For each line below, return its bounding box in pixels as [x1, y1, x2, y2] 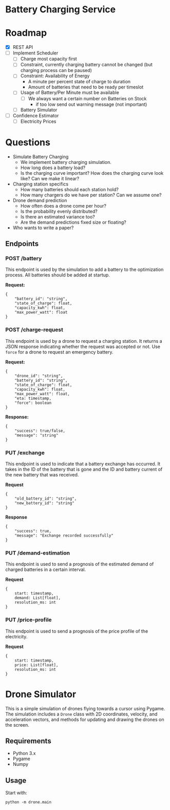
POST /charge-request [5, 326, 63, 334]
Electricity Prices [20, 118, 56, 124]
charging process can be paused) [20, 67, 92, 73]
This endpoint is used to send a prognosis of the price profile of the [5, 628, 148, 634]
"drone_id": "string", [14, 373, 63, 378]
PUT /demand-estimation [5, 549, 70, 556]
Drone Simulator [5, 688, 77, 700]
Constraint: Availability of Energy [20, 73, 90, 79]
